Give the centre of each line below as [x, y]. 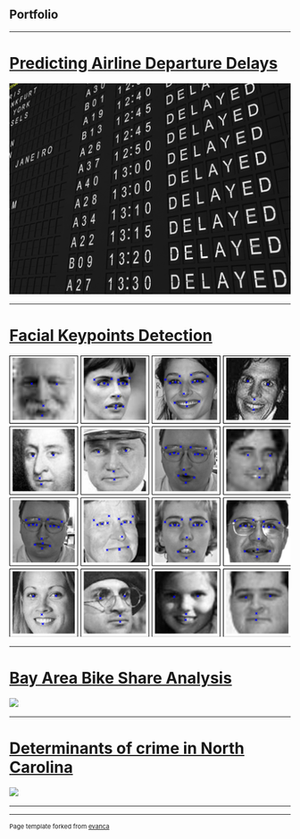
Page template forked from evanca [59, 826]
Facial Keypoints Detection [111, 335]
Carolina [41, 767]
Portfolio [34, 15]
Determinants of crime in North [127, 748]
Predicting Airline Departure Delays [144, 63]
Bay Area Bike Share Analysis [121, 678]
